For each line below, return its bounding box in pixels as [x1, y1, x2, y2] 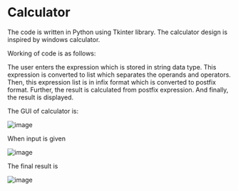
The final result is [7, 161, 58, 170]
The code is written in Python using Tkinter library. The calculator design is [7, 28, 228, 36]
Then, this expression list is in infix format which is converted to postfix [7, 77, 216, 86]
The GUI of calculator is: [7, 107, 79, 115]
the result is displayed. [7, 93, 73, 102]
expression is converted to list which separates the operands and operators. [7, 70, 232, 79]
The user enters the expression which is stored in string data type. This [7, 62, 217, 71]
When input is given [7, 134, 66, 143]
